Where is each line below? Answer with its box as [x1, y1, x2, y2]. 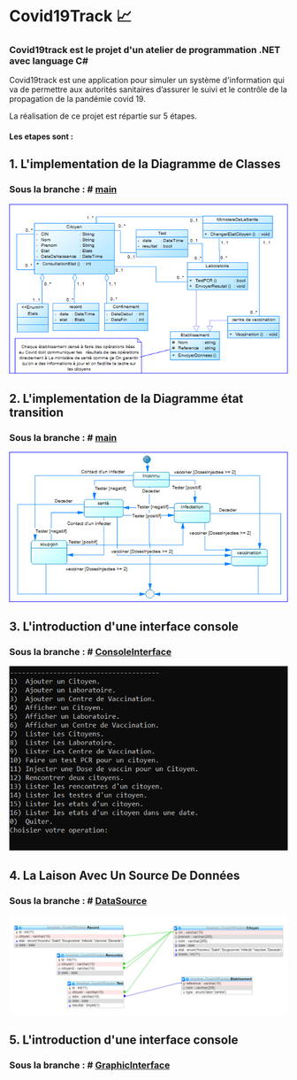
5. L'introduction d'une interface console [9, 1032, 239, 1047]
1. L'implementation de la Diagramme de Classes [9, 157, 281, 172]
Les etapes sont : [9, 131, 73, 142]
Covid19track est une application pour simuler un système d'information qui [9, 75, 285, 86]
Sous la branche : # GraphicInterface [9, 1059, 171, 1071]
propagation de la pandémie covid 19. [9, 94, 146, 104]
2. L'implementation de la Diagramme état [9, 390, 244, 406]
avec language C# [9, 55, 88, 67]
